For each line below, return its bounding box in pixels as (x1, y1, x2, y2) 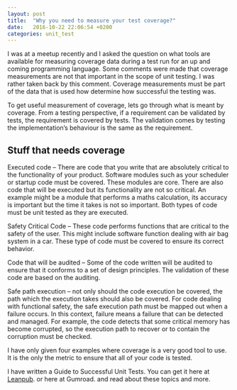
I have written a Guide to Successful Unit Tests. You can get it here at (7, 367, 210, 376)
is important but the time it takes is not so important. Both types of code (7, 201, 218, 209)
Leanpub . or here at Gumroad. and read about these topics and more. (7, 375, 211, 384)
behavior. (7, 245, 35, 253)
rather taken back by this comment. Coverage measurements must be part (7, 79, 226, 89)
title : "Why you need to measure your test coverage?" (7, 17, 176, 24)
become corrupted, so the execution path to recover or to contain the (7, 325, 211, 333)
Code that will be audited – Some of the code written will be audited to (7, 258, 213, 267)
